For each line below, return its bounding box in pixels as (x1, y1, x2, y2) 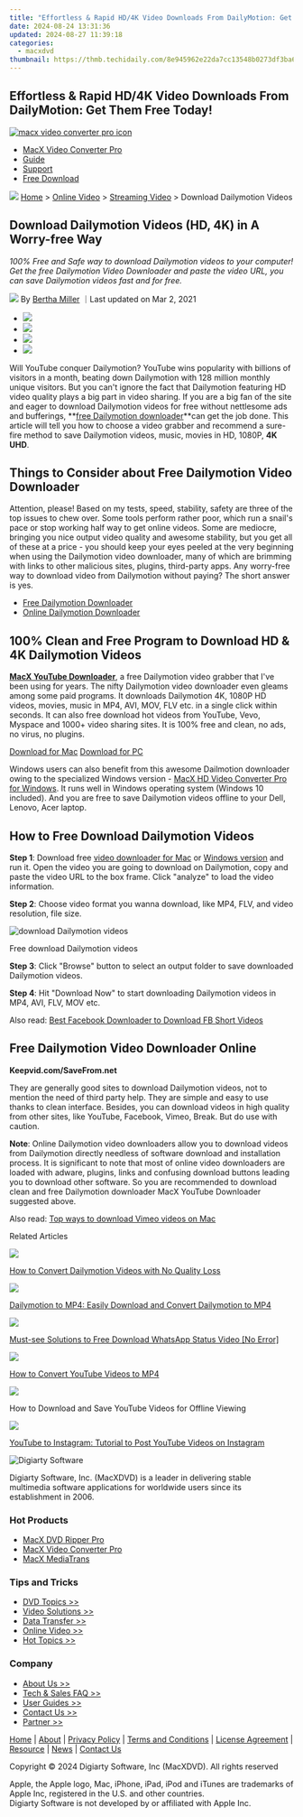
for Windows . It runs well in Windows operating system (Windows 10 (9, 783, 264, 794)
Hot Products (9, 1514, 69, 1526)
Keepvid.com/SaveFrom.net (9, 1064, 117, 1075)
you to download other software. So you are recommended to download (9, 1176, 277, 1187)
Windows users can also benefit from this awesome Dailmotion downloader (9, 764, 290, 774)
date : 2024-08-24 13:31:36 (9, 22, 111, 31)
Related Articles (9, 1230, 69, 1241)
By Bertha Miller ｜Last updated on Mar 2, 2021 (20, 293, 197, 304)
